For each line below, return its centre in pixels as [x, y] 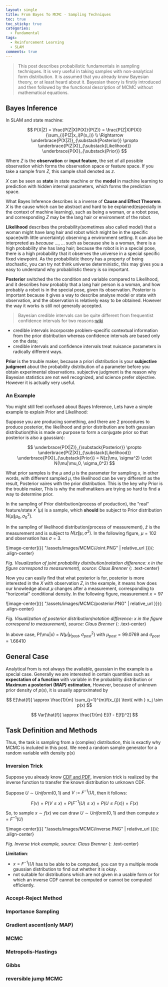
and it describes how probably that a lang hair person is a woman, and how [83, 284]
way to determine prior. [30, 494]
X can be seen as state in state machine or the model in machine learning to [84, 181]
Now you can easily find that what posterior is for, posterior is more [75, 578]
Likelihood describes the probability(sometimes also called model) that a [81, 227]
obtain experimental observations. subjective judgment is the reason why [81, 372]
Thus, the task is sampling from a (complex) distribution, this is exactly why [83, 742]
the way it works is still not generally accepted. [54, 306]
